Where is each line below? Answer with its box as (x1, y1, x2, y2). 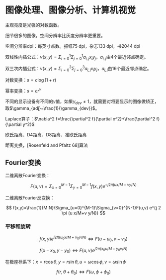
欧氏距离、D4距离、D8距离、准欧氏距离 (5, 132, 87, 138)
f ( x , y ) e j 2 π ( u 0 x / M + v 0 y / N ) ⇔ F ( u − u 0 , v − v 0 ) (39, 235, 128, 243)
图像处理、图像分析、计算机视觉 (5, 4, 136, 16)
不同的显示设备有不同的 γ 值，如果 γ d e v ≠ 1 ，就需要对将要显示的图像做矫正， (5, 98, 159, 105)
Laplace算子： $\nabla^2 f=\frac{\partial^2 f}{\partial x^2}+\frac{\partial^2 (5, 116, 156, 122)
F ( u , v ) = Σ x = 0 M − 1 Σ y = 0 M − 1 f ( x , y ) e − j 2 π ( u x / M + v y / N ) (30, 183, 137, 190)
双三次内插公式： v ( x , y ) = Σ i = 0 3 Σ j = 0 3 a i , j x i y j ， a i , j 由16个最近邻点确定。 (5, 65, 152, 73)
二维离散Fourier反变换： (5, 194, 55, 200)
